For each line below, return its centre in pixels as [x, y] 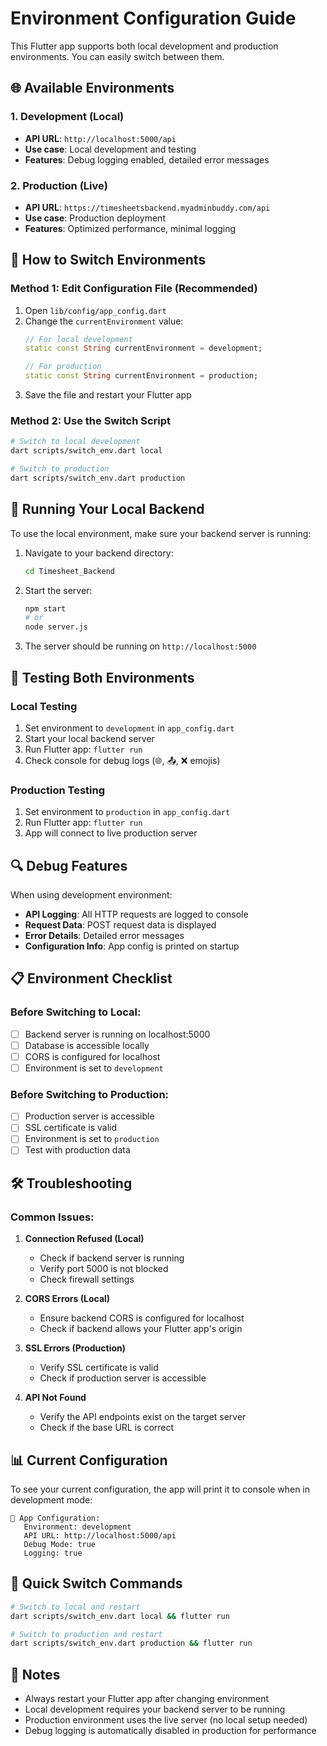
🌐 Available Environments [92, 88]
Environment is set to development [94, 1068]
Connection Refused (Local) [84, 1239]
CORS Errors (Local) [67, 1299]
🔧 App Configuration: [55, 1518]
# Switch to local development [75, 442]
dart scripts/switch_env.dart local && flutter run [120, 1616]
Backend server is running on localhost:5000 [117, 1034]
